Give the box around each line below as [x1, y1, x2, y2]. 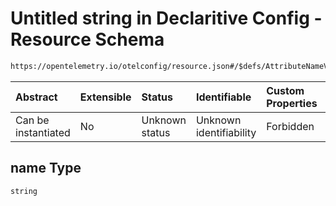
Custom [266, 83, 305, 97]
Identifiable [195, 90, 252, 104]
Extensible [79, 90, 132, 104]
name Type [10, 160, 82, 177]
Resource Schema [10, 28, 165, 51]
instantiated [15, 125, 71, 139]
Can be [15, 113, 50, 127]
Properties [266, 96, 318, 110]
